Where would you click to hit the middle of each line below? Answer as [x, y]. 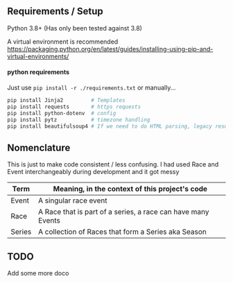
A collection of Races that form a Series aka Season [122, 232]
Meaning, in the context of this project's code [130, 189]
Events [49, 221]
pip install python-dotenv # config [62, 113]
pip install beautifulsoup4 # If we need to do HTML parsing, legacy [110, 126]
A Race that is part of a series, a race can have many [123, 212]
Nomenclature [39, 147]
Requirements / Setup [55, 11]
